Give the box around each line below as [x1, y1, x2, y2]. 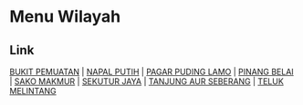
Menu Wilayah [9, 6, 121, 27]
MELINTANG [9, 86, 57, 96]
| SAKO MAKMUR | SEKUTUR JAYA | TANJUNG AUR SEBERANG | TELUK [9, 76, 285, 87]
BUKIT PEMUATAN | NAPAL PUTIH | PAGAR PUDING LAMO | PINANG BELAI [9, 66, 294, 77]
